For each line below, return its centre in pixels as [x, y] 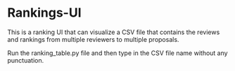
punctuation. [26, 60]
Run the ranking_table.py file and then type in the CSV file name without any [118, 53]
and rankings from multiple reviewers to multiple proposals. [93, 39]
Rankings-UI [45, 13]
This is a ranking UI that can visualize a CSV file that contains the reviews [114, 32]
